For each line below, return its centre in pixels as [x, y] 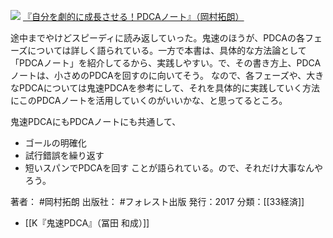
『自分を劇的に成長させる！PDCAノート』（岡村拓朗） [133, 16]
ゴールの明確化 [55, 143]
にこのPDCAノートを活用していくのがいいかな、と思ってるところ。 [149, 100]
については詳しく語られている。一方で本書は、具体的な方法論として [167, 50]
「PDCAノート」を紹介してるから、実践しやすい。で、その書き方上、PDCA [166, 63]
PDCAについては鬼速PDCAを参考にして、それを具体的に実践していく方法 [169, 88]
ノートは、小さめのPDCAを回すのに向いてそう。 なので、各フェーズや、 [158, 75]
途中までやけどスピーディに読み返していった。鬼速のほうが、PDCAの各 [157, 38]
